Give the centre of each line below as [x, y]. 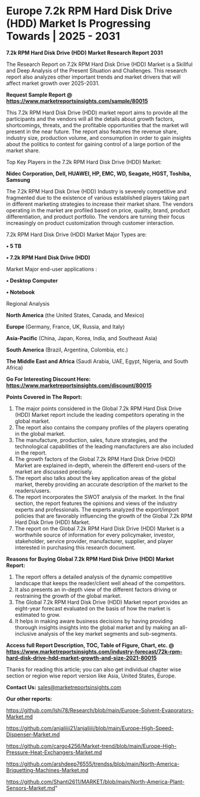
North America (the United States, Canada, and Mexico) [75, 315]
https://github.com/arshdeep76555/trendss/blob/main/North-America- [93, 764]
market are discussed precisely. [54, 472]
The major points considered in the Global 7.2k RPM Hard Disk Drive [98, 408]
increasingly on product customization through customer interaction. [90, 223]
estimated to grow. [37, 614]
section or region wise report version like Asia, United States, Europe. [91, 676]
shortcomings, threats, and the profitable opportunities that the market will [97, 125]
